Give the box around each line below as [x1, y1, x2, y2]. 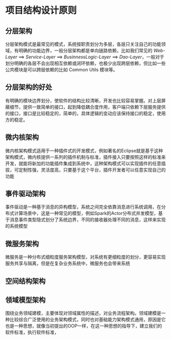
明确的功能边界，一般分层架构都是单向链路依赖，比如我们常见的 [18, 47, 153, 54]
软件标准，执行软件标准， [5, 329, 59, 335]
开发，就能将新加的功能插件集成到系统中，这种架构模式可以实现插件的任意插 [5, 160, 166, 166]
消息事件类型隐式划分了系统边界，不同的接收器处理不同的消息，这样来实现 [9, 216, 166, 223]
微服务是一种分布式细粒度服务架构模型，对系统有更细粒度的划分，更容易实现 [5, 254, 166, 260]
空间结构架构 [5, 277, 46, 285]
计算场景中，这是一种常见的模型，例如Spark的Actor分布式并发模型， [14, 210, 159, 216]
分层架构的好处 [5, 83, 52, 92]
